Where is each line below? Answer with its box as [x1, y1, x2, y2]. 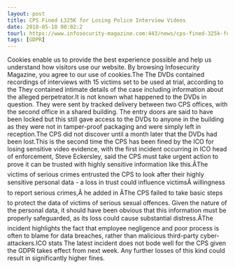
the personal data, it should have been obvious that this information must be [7, 206, 227, 214]
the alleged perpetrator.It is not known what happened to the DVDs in [7, 92, 207, 102]
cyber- [200, 232, 220, 240]
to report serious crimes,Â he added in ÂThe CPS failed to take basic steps [7, 188, 223, 197]
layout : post [7, 10, 45, 18]
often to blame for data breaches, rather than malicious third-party [7, 232, 199, 240]
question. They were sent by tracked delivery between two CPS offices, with [7, 100, 228, 109]
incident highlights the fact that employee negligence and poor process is [7, 224, 220, 233]
